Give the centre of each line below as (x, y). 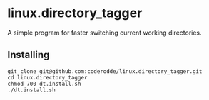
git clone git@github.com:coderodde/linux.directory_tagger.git (105, 71)
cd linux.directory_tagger (47, 77)
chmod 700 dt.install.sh (44, 84)
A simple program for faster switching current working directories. (104, 33)
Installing (29, 55)
